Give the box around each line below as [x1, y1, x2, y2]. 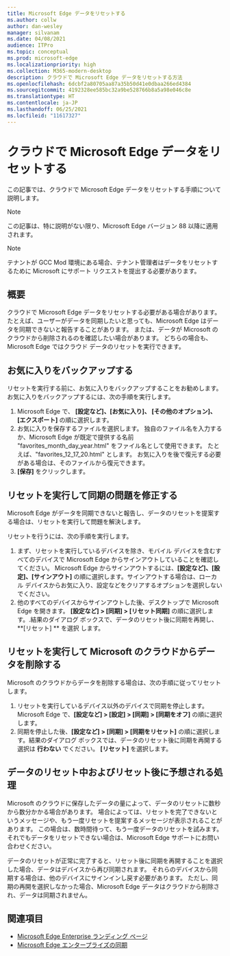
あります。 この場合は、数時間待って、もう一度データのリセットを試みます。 [7, 825, 223, 833]
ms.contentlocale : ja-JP [7, 100, 78, 106]
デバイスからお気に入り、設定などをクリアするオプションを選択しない [25, 581, 222, 589]
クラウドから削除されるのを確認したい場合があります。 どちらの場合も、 [7, 334, 212, 342]
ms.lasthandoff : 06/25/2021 [7, 106, 88, 113]
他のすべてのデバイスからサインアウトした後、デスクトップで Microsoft [16, 598, 219, 606]
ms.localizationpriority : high [7, 61, 97, 68]
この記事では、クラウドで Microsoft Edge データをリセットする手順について [7, 185, 221, 193]
